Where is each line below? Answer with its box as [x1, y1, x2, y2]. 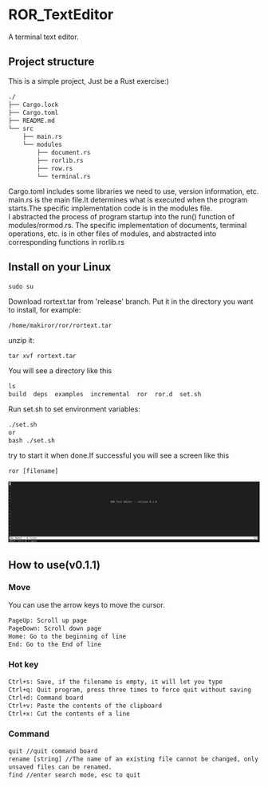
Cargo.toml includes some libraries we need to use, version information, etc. [8, 186, 259, 196]
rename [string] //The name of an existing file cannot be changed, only [8, 755, 259, 763]
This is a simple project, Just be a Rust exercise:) [8, 76, 170, 85]
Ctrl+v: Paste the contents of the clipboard [8, 702, 162, 710]
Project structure [8, 55, 95, 69]
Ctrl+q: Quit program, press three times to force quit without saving [8, 686, 251, 695]
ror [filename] [8, 466, 59, 475]
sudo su [8, 282, 34, 290]
